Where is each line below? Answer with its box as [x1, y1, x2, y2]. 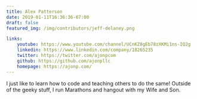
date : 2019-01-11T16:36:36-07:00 [6, 14, 90, 20]
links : [6, 36, 23, 42]
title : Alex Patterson [6, 8, 63, 15]
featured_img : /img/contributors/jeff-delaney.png [6, 25, 135, 31]
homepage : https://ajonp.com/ [17, 63, 93, 69]
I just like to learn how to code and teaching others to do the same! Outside [6, 79, 191, 87]
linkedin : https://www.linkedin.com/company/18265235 [17, 47, 153, 53]
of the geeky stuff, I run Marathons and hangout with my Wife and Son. [6, 86, 181, 93]
